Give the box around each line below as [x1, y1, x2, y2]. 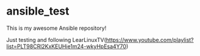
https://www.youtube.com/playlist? [105, 36, 194, 43]
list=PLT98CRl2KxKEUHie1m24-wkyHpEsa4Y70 [6, 43, 127, 50]
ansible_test [6, 4, 70, 18]
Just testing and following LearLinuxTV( [6, 36, 107, 43]
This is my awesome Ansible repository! [6, 24, 107, 32]
